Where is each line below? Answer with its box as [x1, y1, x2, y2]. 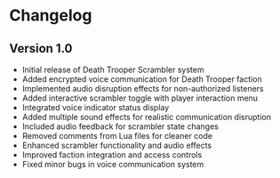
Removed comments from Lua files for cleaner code [21, 131, 213, 141]
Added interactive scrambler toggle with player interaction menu [21, 93, 259, 103]
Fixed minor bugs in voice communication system [21, 159, 204, 169]
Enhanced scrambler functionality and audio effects [21, 140, 212, 150]
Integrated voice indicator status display [21, 102, 170, 112]
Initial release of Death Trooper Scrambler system [21, 64, 204, 75]
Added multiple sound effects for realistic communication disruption [21, 112, 271, 122]
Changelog [9, 5, 92, 26]
